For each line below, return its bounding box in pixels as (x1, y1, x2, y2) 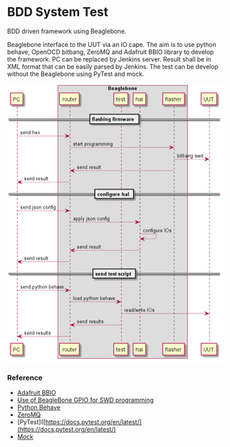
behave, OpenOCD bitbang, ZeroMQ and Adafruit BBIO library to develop (7, 48, 214, 56)
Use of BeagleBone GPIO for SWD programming (17, 396, 154, 404)
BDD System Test (7, 4, 109, 20)
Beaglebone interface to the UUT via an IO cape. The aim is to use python (7, 40, 217, 48)
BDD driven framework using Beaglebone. (7, 27, 127, 35)
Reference (7, 373, 43, 383)
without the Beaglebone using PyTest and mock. (7, 70, 145, 78)
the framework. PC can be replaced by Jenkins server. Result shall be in (7, 55, 211, 63)
